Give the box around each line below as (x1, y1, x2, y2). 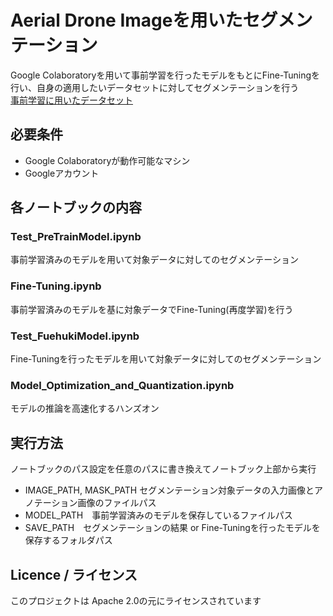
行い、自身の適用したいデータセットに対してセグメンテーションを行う (10, 81, 300, 93)
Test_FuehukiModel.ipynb (10, 329, 140, 343)
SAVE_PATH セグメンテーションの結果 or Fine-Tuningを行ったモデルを (24, 522, 321, 534)
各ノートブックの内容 (10, 199, 142, 216)
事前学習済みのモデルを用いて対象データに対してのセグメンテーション (10, 254, 299, 266)
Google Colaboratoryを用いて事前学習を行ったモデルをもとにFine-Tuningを (10, 69, 321, 81)
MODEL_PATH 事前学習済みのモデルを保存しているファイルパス (24, 509, 293, 521)
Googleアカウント (24, 167, 100, 179)
